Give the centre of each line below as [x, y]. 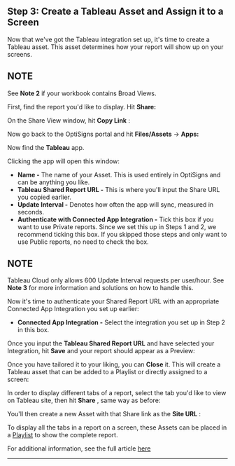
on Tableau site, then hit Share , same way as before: [84, 400]
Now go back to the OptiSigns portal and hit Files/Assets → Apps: [103, 134]
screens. [20, 54]
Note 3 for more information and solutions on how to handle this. [100, 288]
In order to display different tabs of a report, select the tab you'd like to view [117, 393]
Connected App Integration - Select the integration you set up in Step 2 [121, 322]
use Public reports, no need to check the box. [83, 242]
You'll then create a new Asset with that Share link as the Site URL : [104, 414]
